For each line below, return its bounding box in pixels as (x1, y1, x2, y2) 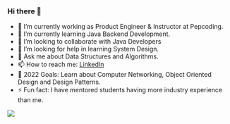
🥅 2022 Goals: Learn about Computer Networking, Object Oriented (17, 70, 212, 79)
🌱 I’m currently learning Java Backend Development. (17, 30, 171, 38)
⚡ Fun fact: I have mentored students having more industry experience (17, 86, 223, 94)
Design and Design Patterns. (17, 77, 101, 87)
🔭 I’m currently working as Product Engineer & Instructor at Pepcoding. (17, 23, 224, 31)
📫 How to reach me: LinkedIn (17, 60, 104, 69)
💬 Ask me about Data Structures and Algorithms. (17, 52, 159, 61)
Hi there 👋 (7, 6, 42, 16)
